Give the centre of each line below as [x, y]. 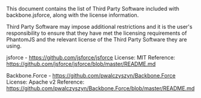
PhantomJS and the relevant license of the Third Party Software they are [97, 39]
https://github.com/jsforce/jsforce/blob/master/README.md [81, 64]
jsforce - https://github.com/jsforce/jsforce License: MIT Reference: [91, 57]
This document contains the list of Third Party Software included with [93, 9]
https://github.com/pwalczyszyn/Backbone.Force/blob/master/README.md [100, 88]
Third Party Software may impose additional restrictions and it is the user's [99, 27]
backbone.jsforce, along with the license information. [73, 15]
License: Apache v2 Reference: [45, 82]
